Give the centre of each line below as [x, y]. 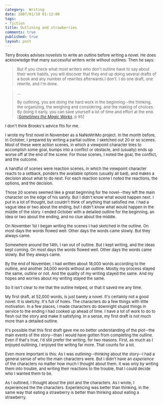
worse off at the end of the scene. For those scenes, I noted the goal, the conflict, [81, 154]
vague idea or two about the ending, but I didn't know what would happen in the [80, 207]
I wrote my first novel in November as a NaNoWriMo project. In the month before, [80, 135]
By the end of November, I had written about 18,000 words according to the [75, 263]
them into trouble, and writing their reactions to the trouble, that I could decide [78, 368]
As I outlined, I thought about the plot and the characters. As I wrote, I [70, 383]
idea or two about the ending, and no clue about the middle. [61, 217]
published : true [21, 37]
